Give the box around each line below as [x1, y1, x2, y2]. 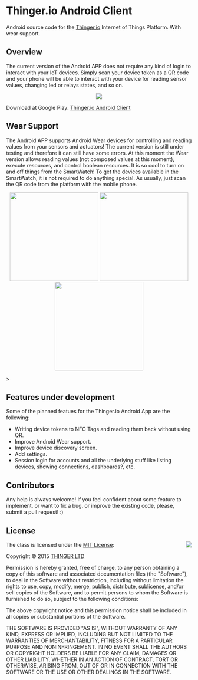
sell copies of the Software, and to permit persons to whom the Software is [6, 589, 189, 596]
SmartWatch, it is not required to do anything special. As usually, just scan [6, 174, 186, 181]
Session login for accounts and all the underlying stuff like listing [14, 457, 172, 464]
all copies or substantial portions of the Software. [6, 613, 126, 620]
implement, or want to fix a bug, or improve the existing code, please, [6, 502, 175, 510]
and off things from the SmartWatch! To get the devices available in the [6, 168, 179, 175]
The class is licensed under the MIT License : [6, 541, 115, 548]
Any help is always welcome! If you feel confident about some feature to [6, 496, 181, 503]
